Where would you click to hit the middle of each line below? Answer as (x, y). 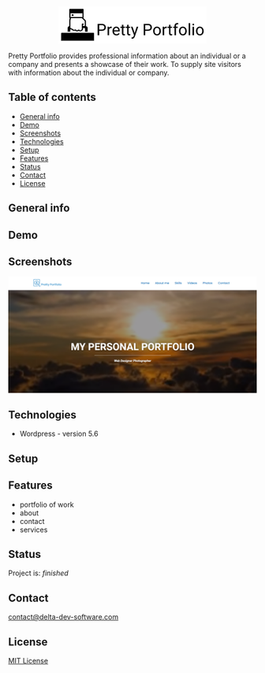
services (34, 530)
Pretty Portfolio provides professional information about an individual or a (127, 56)
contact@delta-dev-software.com (63, 617)
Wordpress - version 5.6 (59, 434)
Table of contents (52, 97)
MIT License (28, 661)
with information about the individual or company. (89, 73)
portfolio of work (47, 504)
